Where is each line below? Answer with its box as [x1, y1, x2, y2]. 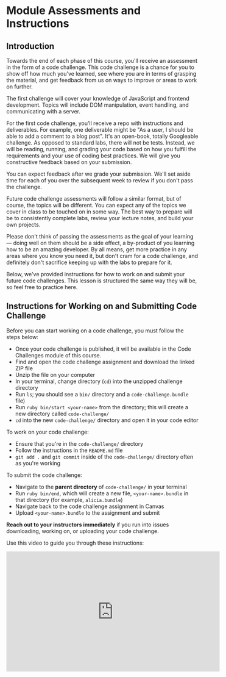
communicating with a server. [6, 108, 81, 115]
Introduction [6, 41, 55, 51]
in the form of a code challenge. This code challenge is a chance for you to [6, 63, 195, 71]
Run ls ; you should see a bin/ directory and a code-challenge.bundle [15, 390, 189, 398]
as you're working [15, 459, 61, 467]
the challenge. [6, 184, 43, 190]
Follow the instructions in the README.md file [15, 446, 123, 454]
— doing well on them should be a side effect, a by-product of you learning [6, 239, 195, 246]
